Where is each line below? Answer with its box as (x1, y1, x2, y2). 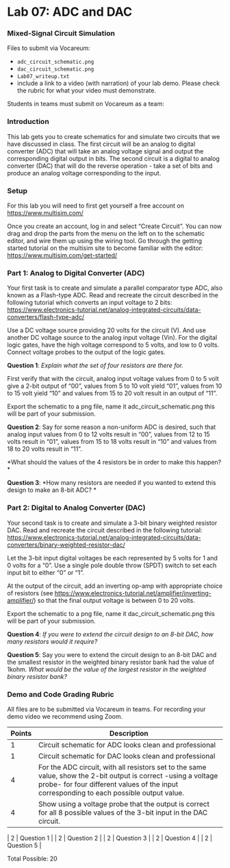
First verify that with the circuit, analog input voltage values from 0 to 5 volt (7, 375, 219, 383)
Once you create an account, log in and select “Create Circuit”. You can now (7, 222, 222, 230)
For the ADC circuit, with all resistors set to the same (38, 762, 207, 771)
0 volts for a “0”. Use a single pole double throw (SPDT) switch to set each (7, 561, 217, 569)
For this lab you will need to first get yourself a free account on (7, 201, 185, 210)
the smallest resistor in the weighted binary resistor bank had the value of (7, 658, 214, 666)
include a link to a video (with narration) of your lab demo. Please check (16, 79, 220, 88)
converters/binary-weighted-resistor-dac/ (7, 541, 125, 549)
